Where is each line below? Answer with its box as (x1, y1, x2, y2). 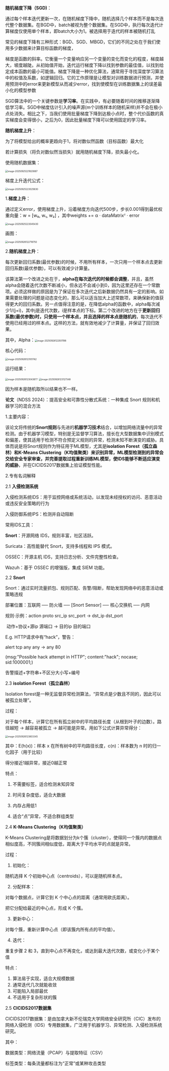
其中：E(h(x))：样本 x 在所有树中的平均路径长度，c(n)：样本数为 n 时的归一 (5, 743, 161, 749)
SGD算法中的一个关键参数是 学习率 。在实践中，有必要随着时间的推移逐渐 (5, 98, 156, 104)
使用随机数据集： (5, 159, 41, 166)
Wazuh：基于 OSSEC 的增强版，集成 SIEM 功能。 (5, 564, 108, 570)
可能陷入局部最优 (12, 988, 48, 994)
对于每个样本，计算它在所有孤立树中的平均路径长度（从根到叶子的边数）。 (5, 719, 157, 724)
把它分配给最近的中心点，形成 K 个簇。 (5, 905, 86, 911)
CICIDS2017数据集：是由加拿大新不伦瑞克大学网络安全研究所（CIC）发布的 (5, 1016, 161, 1022)
